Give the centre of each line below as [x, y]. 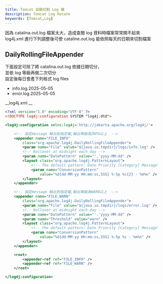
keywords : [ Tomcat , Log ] [29, 18]
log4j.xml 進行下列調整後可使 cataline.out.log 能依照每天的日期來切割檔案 [78, 39]
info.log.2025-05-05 [33, 89]
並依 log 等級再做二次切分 [31, 73]
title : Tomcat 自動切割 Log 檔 [35, 9]
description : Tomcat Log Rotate [38, 14]
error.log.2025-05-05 [34, 94]
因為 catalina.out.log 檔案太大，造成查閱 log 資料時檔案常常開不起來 [73, 33]
